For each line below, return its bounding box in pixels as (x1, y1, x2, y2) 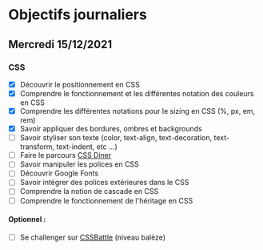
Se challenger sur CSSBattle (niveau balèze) (19, 232, 166, 242)
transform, (19, 142, 55, 151)
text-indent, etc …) (56, 142, 118, 151)
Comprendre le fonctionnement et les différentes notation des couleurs (19, 88, 254, 98)
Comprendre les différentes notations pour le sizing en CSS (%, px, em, (19, 107, 256, 115)
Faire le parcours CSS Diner (19, 151, 112, 160)
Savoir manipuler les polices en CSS (19, 159, 140, 169)
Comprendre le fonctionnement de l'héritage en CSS (19, 196, 193, 205)
